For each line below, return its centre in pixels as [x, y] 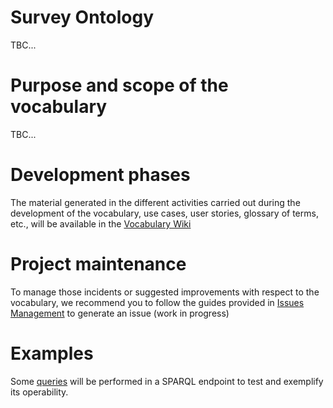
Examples [52, 353]
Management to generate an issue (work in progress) [120, 313]
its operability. [39, 392]
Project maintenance [98, 264]
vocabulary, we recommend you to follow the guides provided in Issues [157, 302]
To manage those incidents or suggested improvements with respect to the [165, 292]
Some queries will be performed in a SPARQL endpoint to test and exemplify [167, 381]
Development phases [100, 175]
